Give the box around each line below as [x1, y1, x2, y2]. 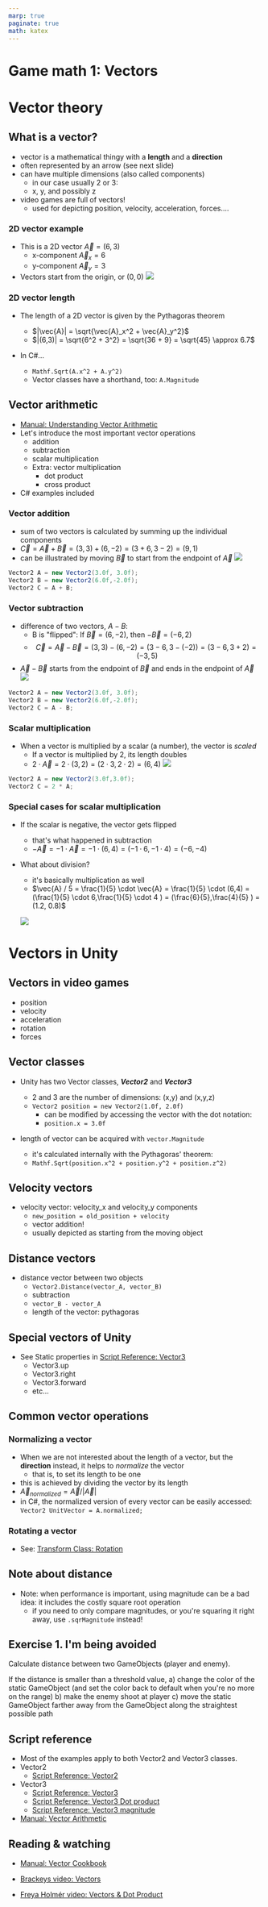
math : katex [8, 27, 48, 35]
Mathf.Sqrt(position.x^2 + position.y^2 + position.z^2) [31, 1159, 228, 1168]
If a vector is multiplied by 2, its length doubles [31, 749, 188, 759]
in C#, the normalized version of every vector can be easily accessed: [19, 1497, 252, 1506]
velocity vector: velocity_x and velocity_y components [19, 1202, 199, 1212]
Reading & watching [8, 1837, 111, 1851]
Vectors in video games [8, 976, 130, 990]
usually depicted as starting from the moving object [31, 1228, 204, 1238]
